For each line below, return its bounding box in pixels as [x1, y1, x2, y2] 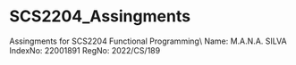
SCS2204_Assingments [9, 6, 190, 27]
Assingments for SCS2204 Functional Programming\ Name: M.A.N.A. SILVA [9, 36, 288, 46]
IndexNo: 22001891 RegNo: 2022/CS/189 [9, 45, 161, 55]
